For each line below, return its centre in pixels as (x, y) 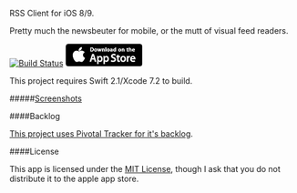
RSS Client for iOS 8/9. (52, 13)
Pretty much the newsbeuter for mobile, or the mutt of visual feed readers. (149, 30)
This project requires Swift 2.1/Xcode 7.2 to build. (101, 81)
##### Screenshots (46, 98)
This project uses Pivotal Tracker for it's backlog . (102, 134)
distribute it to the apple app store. (74, 178)
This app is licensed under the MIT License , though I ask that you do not (145, 169)
